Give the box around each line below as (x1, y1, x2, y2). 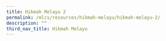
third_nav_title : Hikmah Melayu (6, 25, 88, 32)
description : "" (6, 20, 47, 26)
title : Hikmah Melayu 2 (6, 8, 66, 15)
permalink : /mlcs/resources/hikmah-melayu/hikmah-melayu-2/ (6, 14, 161, 20)
